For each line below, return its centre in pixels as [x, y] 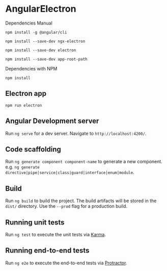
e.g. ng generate [22, 167]
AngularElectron [41, 9]
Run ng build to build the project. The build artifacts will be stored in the [81, 201]
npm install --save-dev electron [41, 50]
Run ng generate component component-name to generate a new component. [84, 162]
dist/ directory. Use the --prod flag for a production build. [66, 206]
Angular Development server [52, 121]
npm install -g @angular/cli [36, 32]
